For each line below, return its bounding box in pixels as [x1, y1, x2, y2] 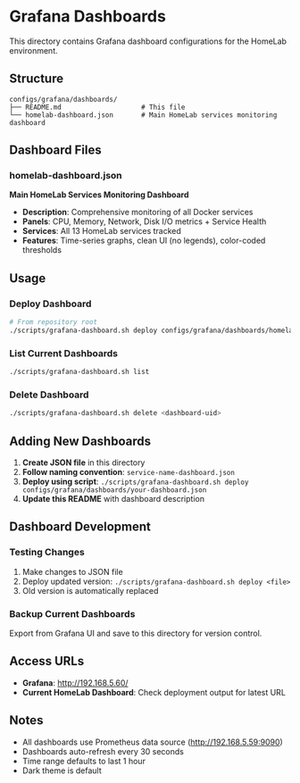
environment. [9, 45, 58, 55]
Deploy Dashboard [9, 297, 92, 310]
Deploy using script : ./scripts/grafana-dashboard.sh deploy [21, 476, 249, 487]
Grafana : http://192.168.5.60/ [21, 677, 129, 688]
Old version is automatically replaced [21, 585, 159, 596]
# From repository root [9, 318, 98, 327]
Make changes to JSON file [21, 566, 123, 577]
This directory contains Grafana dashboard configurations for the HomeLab [9, 36, 287, 46]
